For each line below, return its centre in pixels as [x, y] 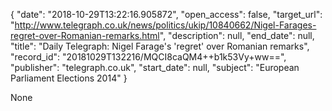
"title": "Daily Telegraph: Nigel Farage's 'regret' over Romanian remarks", [160, 46]
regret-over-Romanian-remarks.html [85, 35]
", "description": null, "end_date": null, [237, 35]
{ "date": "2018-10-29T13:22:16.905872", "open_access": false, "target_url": [166, 14]
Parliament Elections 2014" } [69, 78]
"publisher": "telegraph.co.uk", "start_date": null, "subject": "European [155, 67]
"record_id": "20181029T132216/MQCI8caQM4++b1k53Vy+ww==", [148, 57]
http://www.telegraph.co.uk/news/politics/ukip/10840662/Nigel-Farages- [165, 25]
